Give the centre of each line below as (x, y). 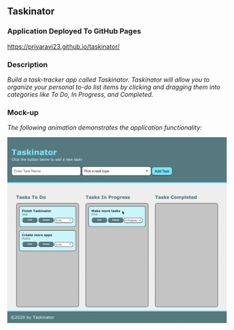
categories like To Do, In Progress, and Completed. (80, 94)
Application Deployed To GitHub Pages (74, 31)
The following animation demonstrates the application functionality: (105, 127)
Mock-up (23, 112)
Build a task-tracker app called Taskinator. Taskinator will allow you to (109, 79)
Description (28, 64)
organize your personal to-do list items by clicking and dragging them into (114, 87)
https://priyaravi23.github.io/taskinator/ (63, 46)
